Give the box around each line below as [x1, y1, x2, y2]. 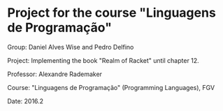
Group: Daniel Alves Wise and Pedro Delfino [7, 43, 134, 51]
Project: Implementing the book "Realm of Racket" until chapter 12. [7, 56, 199, 64]
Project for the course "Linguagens [7, 5, 217, 21]
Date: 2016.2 [7, 96, 44, 105]
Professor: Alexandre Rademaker [7, 70, 103, 78]
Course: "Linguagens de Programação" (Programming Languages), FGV [7, 83, 215, 91]
